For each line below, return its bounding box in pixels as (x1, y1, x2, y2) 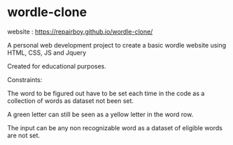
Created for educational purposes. (7, 62, 107, 70)
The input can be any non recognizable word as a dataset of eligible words (7, 123, 223, 132)
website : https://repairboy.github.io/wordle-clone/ (7, 27, 153, 36)
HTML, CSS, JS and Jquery (7, 48, 87, 57)
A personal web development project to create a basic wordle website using (7, 41, 227, 49)
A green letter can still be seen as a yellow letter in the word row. (7, 110, 194, 118)
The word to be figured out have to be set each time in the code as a (7, 89, 205, 97)
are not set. (7, 131, 41, 139)
